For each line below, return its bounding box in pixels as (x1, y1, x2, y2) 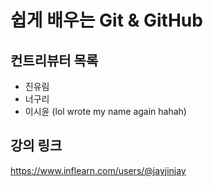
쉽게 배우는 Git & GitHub (10, 9, 203, 32)
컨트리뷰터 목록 (10, 52, 99, 69)
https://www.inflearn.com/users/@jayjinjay (10, 164, 187, 176)
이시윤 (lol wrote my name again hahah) (24, 106, 187, 117)
